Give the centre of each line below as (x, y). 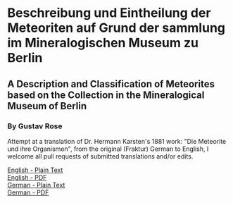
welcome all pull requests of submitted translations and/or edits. (100, 156)
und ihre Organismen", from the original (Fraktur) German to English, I (108, 149)
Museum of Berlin (47, 106)
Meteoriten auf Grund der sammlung (116, 28)
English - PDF (27, 177)
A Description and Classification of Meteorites (111, 84)
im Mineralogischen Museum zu (103, 43)
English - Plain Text (35, 170)
